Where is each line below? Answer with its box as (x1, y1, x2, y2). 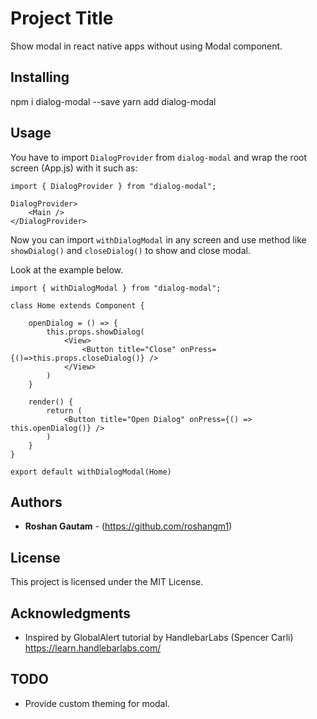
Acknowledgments (10, 605, 132, 622)
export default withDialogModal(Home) (10, 467, 172, 477)
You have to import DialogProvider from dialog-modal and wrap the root (10, 151, 308, 163)
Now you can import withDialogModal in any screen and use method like (10, 233, 307, 246)
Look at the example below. (10, 263, 124, 276)
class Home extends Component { (10, 300, 145, 311)
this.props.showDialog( (46, 327, 145, 337)
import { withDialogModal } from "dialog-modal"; (10, 283, 222, 293)
